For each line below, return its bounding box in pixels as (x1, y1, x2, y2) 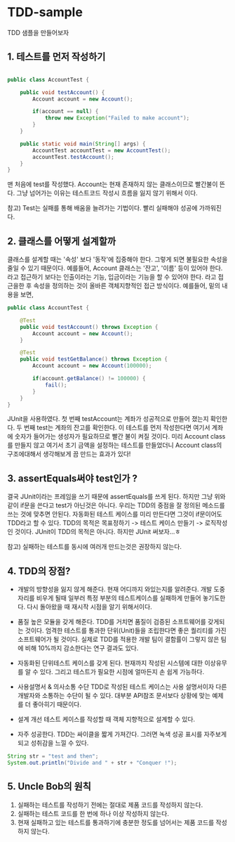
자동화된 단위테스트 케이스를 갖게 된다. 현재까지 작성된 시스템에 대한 (17, 659, 203, 668)
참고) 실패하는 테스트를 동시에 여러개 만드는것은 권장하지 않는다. (7, 543, 182, 551)
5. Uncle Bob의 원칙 (7, 781, 91, 793)
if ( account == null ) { (32, 108, 99, 115)
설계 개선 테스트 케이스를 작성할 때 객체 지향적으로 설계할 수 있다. (17, 715, 195, 724)
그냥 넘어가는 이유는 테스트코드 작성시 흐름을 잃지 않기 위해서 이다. (16, 189, 198, 197)
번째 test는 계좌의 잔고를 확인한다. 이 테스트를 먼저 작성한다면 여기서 (23, 423, 210, 432)
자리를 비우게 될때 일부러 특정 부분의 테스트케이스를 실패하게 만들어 (17, 594, 201, 602)
